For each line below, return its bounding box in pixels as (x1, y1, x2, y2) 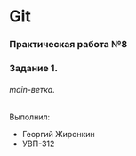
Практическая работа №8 (9, 38, 128, 51)
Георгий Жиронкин (21, 129, 95, 140)
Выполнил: (9, 111, 51, 122)
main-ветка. (9, 84, 55, 94)
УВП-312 (21, 138, 55, 149)
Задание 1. (9, 62, 58, 75)
